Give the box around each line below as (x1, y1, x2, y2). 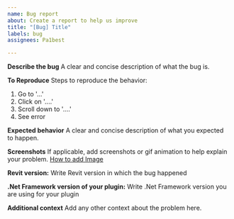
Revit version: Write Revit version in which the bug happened (7, 169, 187, 177)
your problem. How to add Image (7, 155, 104, 164)
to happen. (7, 134, 39, 142)
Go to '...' (17, 90, 44, 99)
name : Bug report (7, 10, 59, 18)
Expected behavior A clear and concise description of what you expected (7, 126, 224, 135)
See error (17, 113, 46, 121)
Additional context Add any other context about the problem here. (7, 203, 202, 213)
